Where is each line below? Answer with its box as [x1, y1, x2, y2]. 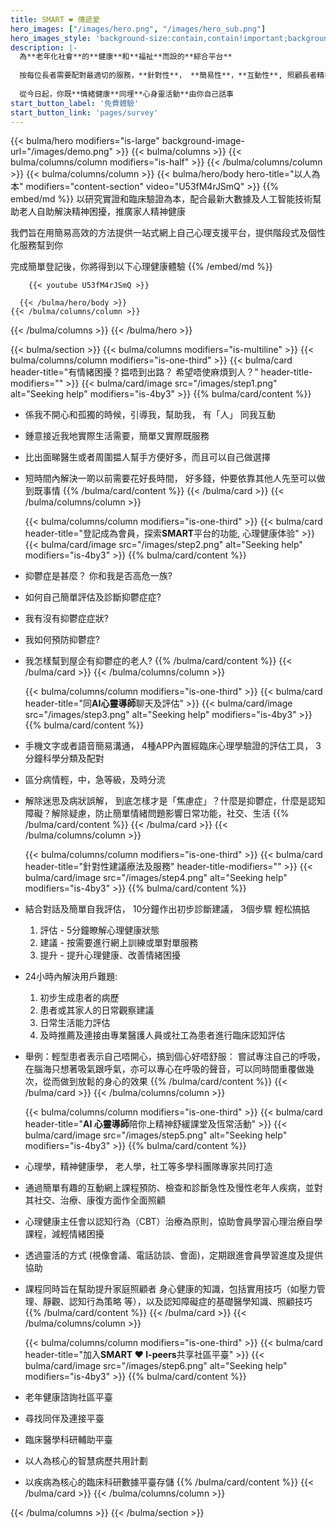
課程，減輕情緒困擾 [24, 1228, 105, 1240]
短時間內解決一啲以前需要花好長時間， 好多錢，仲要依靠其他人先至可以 [24, 472, 317, 485]
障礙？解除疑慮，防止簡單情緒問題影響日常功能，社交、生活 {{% [24, 807, 290, 820]
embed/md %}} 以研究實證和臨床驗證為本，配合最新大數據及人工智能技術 [10, 193, 313, 205]
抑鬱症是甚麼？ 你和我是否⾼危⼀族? [24, 570, 173, 582]
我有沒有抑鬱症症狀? [24, 612, 109, 625]
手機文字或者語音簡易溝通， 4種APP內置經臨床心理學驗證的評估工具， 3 [24, 740, 322, 752]
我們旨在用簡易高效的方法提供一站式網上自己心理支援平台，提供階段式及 [10, 227, 308, 239]
